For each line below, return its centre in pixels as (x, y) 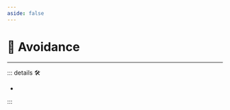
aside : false (26, 13)
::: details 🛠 (24, 73)
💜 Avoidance (43, 47)
